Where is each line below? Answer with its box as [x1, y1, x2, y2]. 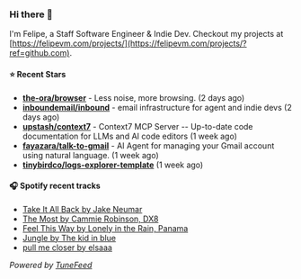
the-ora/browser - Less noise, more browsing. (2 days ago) [22, 92, 245, 103]
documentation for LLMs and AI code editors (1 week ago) [22, 130, 238, 141]
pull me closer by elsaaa [22, 242, 112, 253]
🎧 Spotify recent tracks [9, 180, 101, 192]
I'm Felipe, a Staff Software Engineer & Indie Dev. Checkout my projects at [9, 29, 284, 40]
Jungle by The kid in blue [22, 232, 117, 243]
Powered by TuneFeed [9, 259, 93, 270]
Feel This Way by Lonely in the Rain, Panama [22, 222, 189, 233]
